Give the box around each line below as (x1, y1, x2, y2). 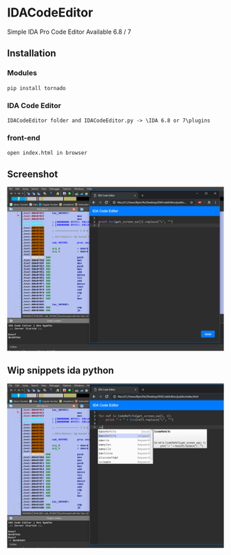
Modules (7, 68, 38, 78)
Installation (7, 48, 56, 59)
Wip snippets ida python (7, 364, 115, 376)
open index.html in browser (7, 149, 88, 156)
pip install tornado (7, 85, 67, 92)
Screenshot (7, 168, 58, 180)
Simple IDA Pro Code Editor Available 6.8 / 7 (7, 28, 132, 36)
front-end (7, 133, 41, 143)
